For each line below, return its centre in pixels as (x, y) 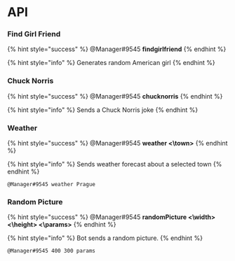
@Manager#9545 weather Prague (52, 185)
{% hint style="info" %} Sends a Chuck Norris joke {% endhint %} (103, 110)
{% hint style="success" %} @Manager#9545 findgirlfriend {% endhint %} (117, 49)
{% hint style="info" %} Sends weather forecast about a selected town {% (115, 164)
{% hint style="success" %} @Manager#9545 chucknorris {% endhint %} (115, 96)
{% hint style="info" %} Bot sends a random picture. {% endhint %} (105, 238)
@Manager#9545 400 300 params (52, 251)
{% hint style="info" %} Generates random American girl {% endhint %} (111, 63)
